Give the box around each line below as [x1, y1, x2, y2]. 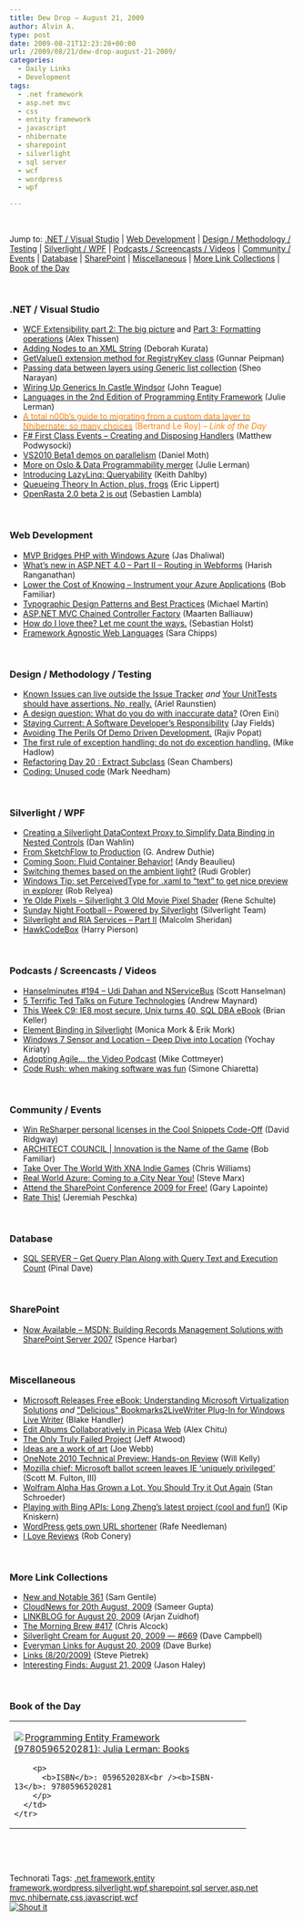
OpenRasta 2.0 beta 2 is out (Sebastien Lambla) [22, 489, 203, 500]
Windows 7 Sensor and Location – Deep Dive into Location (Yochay [22, 1033, 276, 1044]
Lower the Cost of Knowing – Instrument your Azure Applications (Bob [22, 578, 287, 589]
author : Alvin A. [9, 22, 76, 31]
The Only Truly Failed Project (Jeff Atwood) [22, 1433, 187, 1444]
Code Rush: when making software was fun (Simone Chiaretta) [22, 1063, 259, 1074]
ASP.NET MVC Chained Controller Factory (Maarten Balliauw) [22, 607, 254, 618]
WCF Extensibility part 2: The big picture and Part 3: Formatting [22, 324, 261, 335]
